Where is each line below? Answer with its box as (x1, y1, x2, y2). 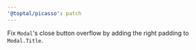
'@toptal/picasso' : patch (7, 10, 81, 17)
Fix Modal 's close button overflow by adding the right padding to (7, 29, 189, 37)
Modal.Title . (7, 36, 43, 45)
